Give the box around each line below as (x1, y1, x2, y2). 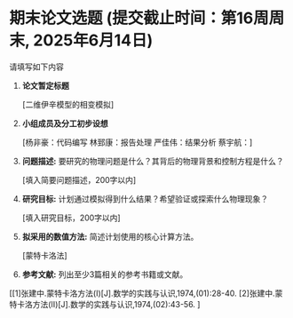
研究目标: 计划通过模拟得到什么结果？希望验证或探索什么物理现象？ (21, 193, 269, 204)
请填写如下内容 (9, 61, 64, 72)
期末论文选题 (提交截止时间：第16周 (9, 8, 269, 28)
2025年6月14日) (33, 30, 154, 51)
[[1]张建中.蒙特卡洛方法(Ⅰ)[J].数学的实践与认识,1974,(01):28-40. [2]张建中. (9, 288, 275, 298)
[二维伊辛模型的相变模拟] (21, 99, 115, 109)
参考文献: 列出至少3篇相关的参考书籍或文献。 (21, 268, 188, 280)
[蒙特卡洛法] (21, 250, 68, 260)
